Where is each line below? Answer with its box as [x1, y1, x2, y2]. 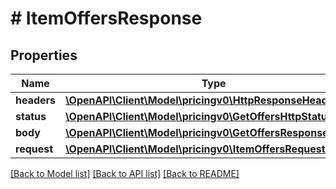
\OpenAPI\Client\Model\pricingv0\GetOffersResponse [65, 126, 329, 139]
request [15, 142, 54, 156]
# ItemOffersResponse [10, 7, 203, 30]
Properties [10, 47, 78, 64]
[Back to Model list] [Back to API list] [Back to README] [10, 168, 240, 179]
